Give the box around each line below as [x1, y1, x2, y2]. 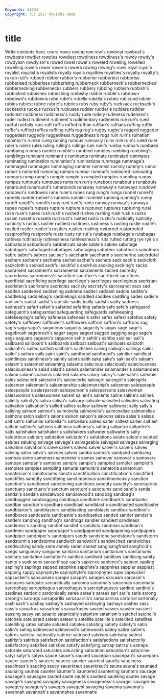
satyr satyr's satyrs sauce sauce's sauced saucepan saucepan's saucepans [5, 652, 159, 659]
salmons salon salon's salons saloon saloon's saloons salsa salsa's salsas [5, 413, 154, 419]
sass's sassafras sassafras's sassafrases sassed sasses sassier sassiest [5, 606, 152, 612]
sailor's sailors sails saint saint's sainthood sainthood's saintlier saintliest [5, 351, 152, 357]
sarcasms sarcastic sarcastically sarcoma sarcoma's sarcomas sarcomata [5, 580, 155, 586]
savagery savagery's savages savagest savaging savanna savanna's [5, 684, 144, 690]
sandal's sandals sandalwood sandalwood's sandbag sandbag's [5, 491, 135, 497]
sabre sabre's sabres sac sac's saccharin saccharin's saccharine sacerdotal [5, 252, 159, 258]
